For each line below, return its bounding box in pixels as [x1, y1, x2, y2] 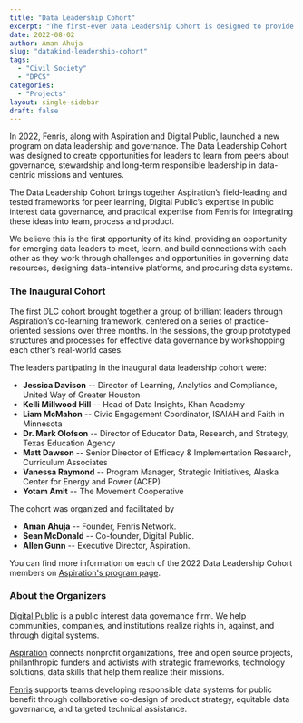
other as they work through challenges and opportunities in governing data [9, 253, 289, 264]
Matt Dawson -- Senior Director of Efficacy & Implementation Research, [22, 446, 292, 458]
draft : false [9, 106, 59, 115]
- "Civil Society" [17, 64, 88, 73]
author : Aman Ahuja [9, 38, 83, 48]
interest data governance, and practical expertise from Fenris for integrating [9, 206, 293, 218]
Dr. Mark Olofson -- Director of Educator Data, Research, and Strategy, [22, 427, 289, 438]
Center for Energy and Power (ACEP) [22, 475, 161, 486]
